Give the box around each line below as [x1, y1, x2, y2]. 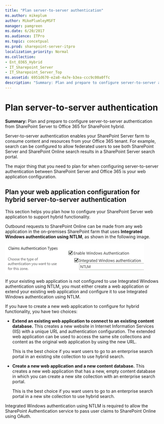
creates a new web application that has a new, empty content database [12, 368, 156, 374]
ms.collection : [5, 54, 36, 59]
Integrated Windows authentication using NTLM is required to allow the [5, 402, 148, 409]
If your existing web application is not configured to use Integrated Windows [5, 278, 159, 284]
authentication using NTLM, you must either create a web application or [5, 283, 149, 289]
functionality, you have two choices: [5, 308, 78, 314]
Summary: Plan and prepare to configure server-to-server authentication [5, 118, 153, 124]
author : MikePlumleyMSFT [5, 18, 56, 23]
